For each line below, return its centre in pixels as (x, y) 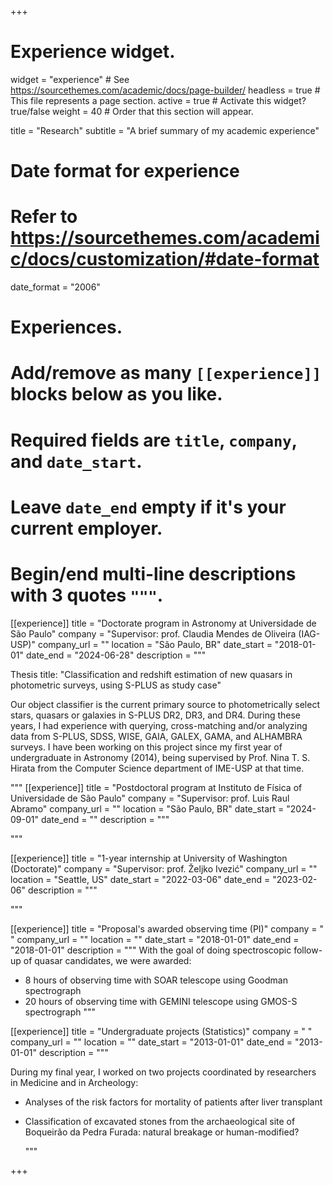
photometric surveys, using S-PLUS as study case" (116, 685)
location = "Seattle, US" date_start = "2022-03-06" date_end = (140, 879)
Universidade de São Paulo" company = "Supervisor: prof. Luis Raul (150, 798)
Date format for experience (125, 171)
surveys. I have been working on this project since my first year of (146, 747)
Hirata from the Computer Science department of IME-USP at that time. (157, 768)
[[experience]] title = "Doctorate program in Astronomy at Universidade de (163, 623)
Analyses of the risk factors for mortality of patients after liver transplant (173, 1102)
